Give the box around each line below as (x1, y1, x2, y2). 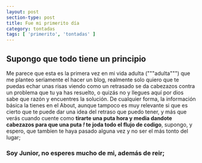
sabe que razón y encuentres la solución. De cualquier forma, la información (6, 95, 196, 103)
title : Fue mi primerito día (6, 20, 80, 26)
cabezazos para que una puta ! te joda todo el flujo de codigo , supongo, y (6, 121, 193, 128)
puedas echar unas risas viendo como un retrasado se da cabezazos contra (6, 82, 195, 89)
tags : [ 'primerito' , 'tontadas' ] (6, 31, 96, 37)
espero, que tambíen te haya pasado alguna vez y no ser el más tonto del (6, 127, 189, 135)
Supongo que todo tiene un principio (6, 54, 147, 64)
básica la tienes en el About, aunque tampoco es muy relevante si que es (6, 101, 188, 109)
